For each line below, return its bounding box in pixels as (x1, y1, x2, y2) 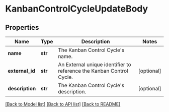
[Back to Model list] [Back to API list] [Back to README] (5, 101, 121, 107)
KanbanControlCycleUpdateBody (5, 3, 148, 15)
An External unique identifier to (57, 61, 131, 68)
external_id (8, 68, 35, 74)
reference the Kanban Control (57, 68, 128, 74)
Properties (5, 23, 39, 32)
